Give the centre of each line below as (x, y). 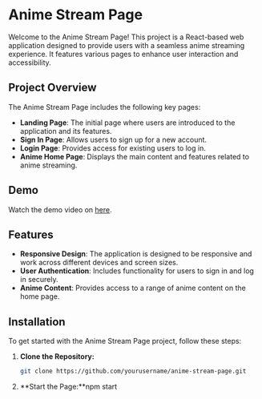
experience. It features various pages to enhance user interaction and (123, 54)
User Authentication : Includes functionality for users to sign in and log (137, 271)
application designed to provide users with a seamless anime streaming (127, 45)
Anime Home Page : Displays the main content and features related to (135, 156)
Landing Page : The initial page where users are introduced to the (127, 123)
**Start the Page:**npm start (69, 387)
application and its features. (66, 131)
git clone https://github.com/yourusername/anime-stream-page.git (133, 371)
